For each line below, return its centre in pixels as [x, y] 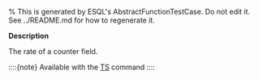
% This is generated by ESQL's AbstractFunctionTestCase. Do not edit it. [129, 12]
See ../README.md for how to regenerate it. [82, 20]
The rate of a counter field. [53, 51]
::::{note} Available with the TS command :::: [82, 67]
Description [29, 36]
